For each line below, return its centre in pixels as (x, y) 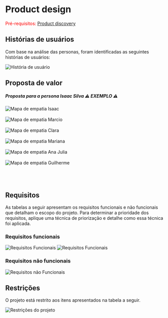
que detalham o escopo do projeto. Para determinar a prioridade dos (77, 213)
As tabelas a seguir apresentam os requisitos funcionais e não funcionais (82, 207)
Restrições (23, 288)
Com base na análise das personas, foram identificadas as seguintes (77, 51)
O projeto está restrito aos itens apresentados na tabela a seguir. (73, 300)
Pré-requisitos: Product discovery (41, 23)
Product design (38, 9)
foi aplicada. (18, 223)
